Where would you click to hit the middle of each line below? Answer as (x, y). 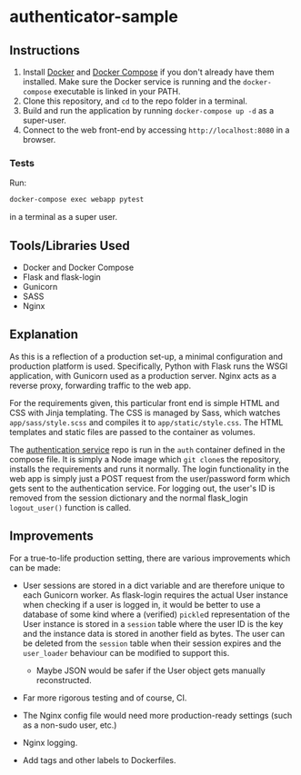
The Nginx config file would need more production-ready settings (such (157, 715)
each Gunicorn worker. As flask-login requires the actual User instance (155, 595)
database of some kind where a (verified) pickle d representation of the (156, 614)
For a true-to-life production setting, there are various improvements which (150, 558)
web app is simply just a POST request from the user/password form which (150, 478)
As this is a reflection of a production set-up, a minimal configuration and (146, 356)
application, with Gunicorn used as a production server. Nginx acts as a (143, 375)
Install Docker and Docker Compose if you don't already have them (148, 72)
